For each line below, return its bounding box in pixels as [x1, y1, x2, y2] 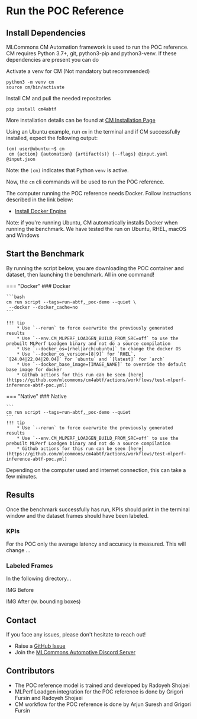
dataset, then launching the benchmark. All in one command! [6, 271, 155, 278]
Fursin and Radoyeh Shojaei [14, 694, 83, 701]
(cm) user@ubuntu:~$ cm [6, 146, 65, 152]
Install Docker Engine [14, 208, 67, 214]
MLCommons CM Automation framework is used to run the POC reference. [6, 43, 189, 50]
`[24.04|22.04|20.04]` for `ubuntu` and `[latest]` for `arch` [6, 356, 166, 362]
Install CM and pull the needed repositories [6, 95, 111, 102]
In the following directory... [6, 575, 72, 582]
